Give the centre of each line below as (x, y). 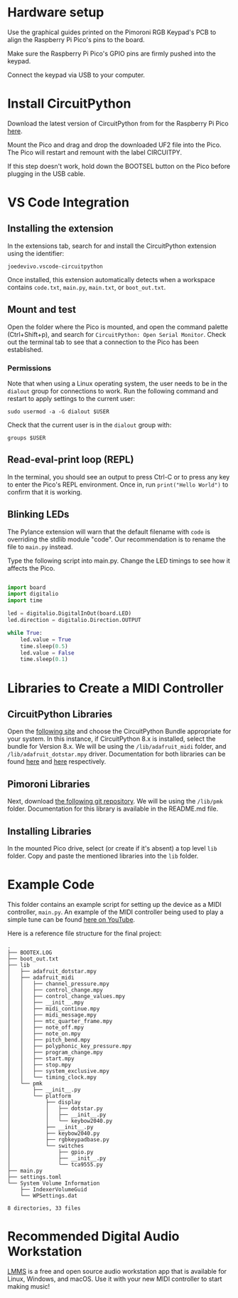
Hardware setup (56, 12)
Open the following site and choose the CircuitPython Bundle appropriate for (119, 732)
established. (25, 349)
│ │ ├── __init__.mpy (45, 1002)
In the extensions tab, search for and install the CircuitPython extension (112, 246)
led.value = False (47, 653)
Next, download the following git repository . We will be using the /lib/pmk (115, 801)
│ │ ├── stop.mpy (39, 1065)
